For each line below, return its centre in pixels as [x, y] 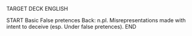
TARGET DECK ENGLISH [37, 9]
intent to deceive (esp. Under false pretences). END [71, 27]
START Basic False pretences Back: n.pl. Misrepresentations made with [96, 20]
